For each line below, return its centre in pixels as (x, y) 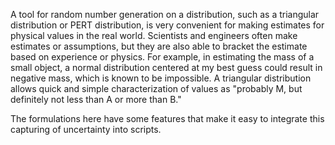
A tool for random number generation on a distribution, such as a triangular (165, 14)
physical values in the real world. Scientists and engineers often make (154, 35)
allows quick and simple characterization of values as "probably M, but (156, 88)
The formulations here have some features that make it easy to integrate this (167, 118)
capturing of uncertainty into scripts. (86, 129)
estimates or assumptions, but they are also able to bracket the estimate (159, 46)
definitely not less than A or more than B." (96, 99)
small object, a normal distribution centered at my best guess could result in (166, 67)
